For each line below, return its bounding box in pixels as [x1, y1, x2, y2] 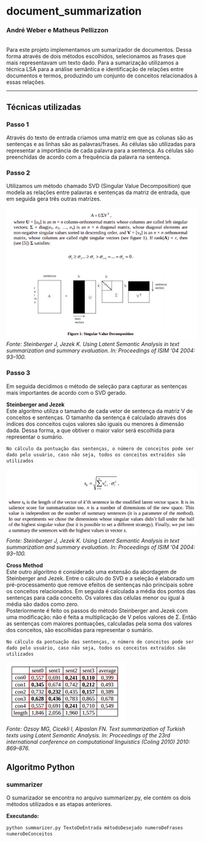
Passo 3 [6, 369, 30, 377]
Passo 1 [6, 120, 29, 128]
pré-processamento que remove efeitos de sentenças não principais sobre [6, 581, 194, 588]
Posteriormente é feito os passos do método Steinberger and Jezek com [6, 607, 188, 614]
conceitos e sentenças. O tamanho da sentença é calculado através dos [6, 414, 187, 421]
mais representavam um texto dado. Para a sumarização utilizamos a [6, 59, 179, 66]
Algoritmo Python [6, 762, 75, 773]
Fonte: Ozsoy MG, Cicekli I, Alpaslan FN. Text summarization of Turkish [6, 725, 185, 732]
